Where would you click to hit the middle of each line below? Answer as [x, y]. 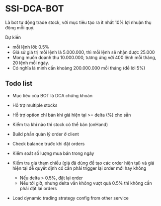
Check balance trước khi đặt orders [48, 143]
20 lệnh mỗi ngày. [31, 63]
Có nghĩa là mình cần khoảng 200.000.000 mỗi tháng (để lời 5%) [79, 68]
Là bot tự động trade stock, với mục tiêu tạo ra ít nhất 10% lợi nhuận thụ [78, 22]
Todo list [19, 84]
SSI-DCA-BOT [35, 9]
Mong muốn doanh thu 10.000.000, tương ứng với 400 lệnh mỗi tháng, [84, 57]
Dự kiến [13, 37]
